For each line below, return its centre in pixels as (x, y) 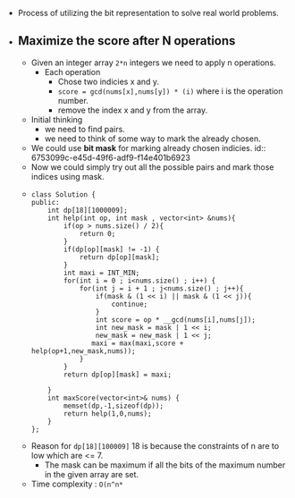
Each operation (72, 72)
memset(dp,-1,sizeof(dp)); (113, 406)
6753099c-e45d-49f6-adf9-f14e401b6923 (110, 157)
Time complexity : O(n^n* (77, 484)
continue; (130, 304)
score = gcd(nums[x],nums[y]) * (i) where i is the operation (170, 91)
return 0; (97, 233)
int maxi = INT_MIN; (101, 273)
